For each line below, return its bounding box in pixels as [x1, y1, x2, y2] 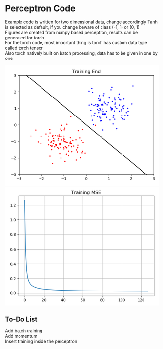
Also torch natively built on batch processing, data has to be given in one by [5, 50, 158, 56]
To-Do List [5, 315, 38, 323]
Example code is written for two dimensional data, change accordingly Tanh [5, 19, 158, 25]
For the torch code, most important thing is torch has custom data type [5, 39, 147, 45]
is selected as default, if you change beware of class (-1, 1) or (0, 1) [5, 24, 140, 30]
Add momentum [5, 333, 38, 339]
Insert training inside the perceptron [5, 338, 78, 344]
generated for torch [5, 35, 44, 40]
